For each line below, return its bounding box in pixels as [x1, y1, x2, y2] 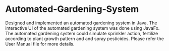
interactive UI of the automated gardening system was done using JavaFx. [5, 25, 160, 31]
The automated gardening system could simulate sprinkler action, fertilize [5, 30, 158, 36]
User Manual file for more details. [5, 41, 75, 47]
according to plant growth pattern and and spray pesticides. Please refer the [5, 36, 164, 42]
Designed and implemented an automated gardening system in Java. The [5, 20, 157, 26]
